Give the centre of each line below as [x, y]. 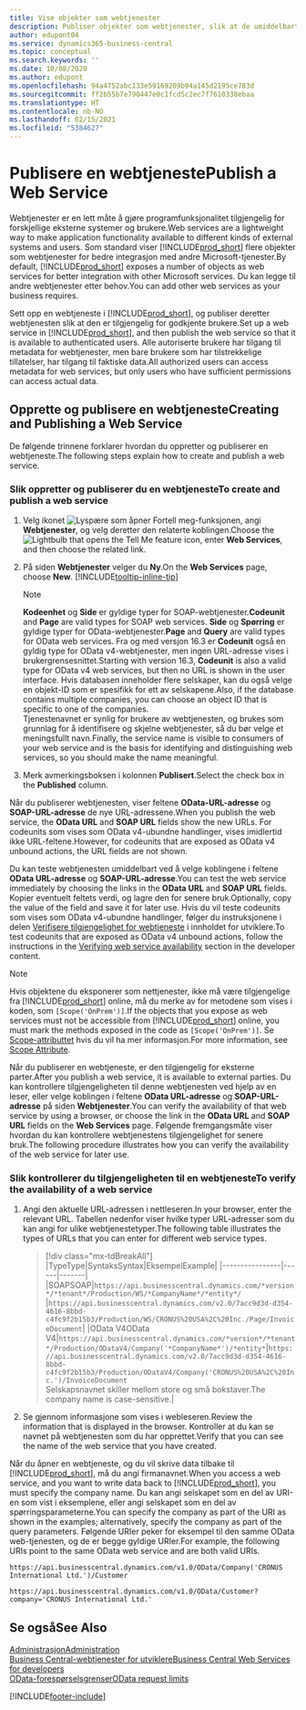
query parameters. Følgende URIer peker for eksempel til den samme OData [152, 1532]
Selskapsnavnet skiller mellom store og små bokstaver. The [155, 1390]
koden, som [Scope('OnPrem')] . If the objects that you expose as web [139, 1011]
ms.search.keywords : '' [55, 60]
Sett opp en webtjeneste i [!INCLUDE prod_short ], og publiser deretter [140, 313]
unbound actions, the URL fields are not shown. [99, 851]
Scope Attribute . [40, 1049]
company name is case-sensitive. [108, 1399]
